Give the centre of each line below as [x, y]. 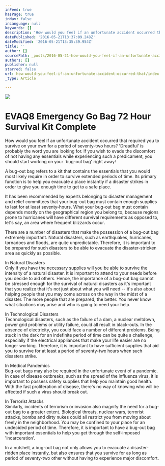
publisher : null [22, 65]
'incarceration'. [20, 438]
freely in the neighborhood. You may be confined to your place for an [75, 422]
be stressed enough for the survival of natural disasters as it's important [78, 284]
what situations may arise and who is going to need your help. [68, 304]
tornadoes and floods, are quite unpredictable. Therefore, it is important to [80, 243]
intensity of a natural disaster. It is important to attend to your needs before [81, 273]
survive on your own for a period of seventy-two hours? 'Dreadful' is [74, 145]
